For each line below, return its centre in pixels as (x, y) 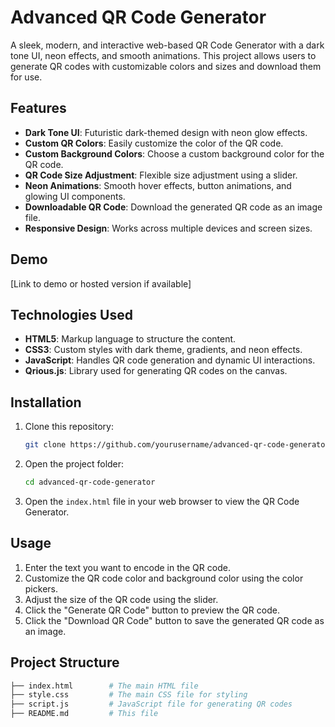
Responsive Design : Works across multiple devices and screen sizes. (168, 228)
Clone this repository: (69, 427)
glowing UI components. (75, 196)
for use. (26, 77)
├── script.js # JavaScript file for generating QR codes (151, 704)
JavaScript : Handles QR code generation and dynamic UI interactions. (170, 360)
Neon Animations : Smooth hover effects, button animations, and (158, 185)
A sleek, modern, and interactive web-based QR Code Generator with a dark (167, 45)
